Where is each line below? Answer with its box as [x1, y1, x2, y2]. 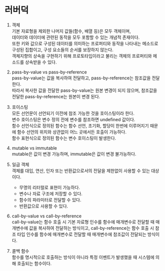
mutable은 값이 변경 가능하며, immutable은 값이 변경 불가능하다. [11, 151, 137, 157]
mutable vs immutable [11, 145, 57, 151]
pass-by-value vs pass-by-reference [11, 69, 87, 75]
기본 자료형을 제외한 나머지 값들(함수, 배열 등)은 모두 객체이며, [11, 28, 131, 34]
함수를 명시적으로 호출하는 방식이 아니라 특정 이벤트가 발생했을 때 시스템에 [11, 254, 155, 260]
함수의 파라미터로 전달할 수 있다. [19, 197, 82, 203]
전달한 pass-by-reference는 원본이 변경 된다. [11, 93, 100, 99]
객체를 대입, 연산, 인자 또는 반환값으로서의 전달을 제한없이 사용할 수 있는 [11, 167, 150, 174]
